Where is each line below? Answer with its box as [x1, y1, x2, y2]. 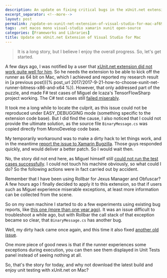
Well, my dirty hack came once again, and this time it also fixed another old [5, 226, 159, 232]
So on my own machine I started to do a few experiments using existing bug [5, 201, 161, 207]
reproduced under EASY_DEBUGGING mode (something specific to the [5, 110, 151, 116]
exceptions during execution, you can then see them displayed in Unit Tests [5, 247, 160, 253]
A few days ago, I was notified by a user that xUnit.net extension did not [5, 63, 153, 69]
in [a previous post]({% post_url [5, 79, 71, 85]
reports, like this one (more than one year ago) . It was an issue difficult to [5, 207, 155, 212]
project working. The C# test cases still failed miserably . [5, 95, 120, 101]
